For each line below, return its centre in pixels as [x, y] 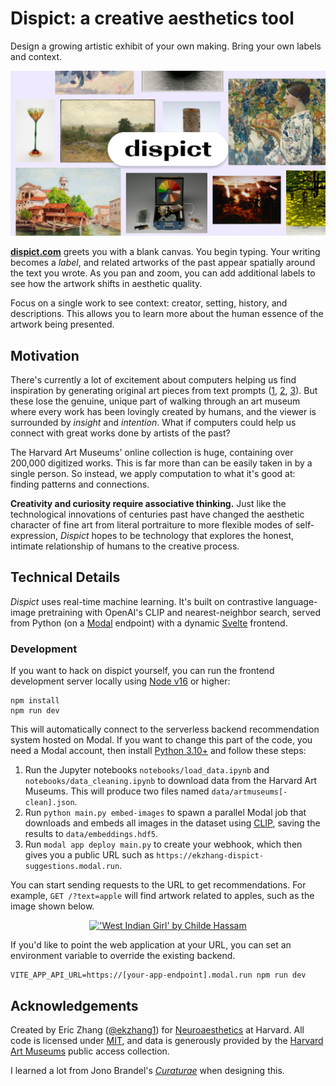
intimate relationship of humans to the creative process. [125, 546]
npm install [35, 701]
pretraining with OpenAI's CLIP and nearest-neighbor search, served [180, 612]
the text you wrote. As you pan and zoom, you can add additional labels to [163, 273]
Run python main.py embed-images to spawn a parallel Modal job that [165, 813]
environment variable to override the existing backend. [123, 956]
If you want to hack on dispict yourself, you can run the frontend [142, 671]
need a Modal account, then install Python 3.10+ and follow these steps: [158, 751]
